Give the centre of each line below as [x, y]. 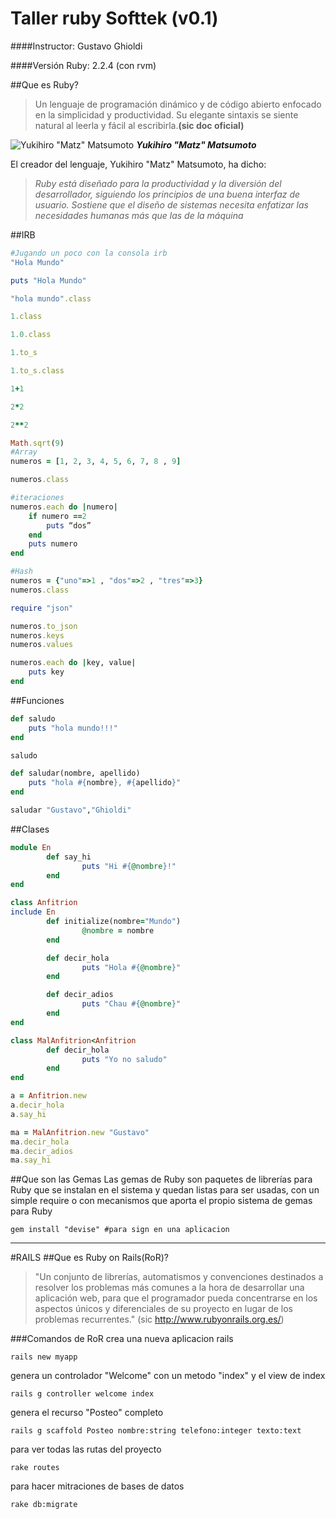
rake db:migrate [44, 1505]
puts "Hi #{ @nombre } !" [129, 866]
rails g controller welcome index [82, 1394]
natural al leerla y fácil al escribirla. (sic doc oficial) [139, 125]
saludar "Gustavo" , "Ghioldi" [71, 810]
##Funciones [37, 700]
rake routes [35, 1468]
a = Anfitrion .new [48, 1096]
